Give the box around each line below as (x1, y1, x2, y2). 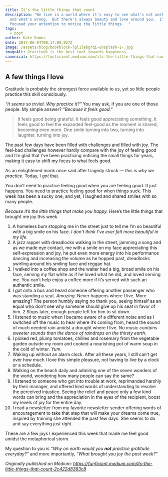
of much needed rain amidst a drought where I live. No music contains (12, 325, 157, 331)
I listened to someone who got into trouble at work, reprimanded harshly (12, 378, 161, 384)
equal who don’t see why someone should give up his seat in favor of (12, 303, 156, 309)
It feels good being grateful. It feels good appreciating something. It (17, 116, 157, 122)
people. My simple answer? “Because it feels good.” (5, 106, 113, 112)
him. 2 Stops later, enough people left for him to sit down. (12, 309, 131, 315)
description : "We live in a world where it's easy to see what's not (5, 12, 153, 17)
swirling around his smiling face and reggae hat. (12, 261, 111, 267)
